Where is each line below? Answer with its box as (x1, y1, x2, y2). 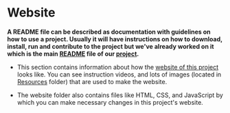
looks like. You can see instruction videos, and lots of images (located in (16, 70, 222, 79)
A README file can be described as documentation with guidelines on (7, 28, 211, 36)
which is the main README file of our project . (7, 50, 139, 58)
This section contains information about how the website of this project (16, 63, 219, 71)
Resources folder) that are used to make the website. (16, 77, 168, 85)
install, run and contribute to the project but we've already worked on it (7, 42, 214, 50)
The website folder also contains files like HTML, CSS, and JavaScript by (16, 91, 223, 99)
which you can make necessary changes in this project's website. (16, 98, 204, 106)
